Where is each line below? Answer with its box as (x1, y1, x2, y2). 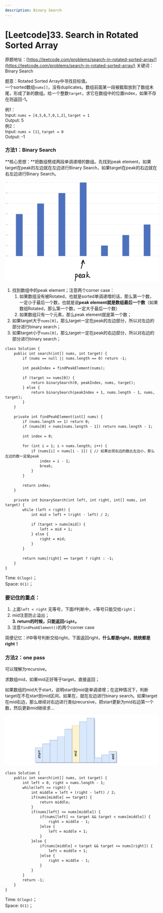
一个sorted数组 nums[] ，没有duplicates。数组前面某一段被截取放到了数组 (5, 84, 149, 90)
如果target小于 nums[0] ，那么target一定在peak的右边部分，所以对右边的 (12, 330, 155, 336)
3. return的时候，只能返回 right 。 (12, 618, 79, 624)
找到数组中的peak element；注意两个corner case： (12, 287, 115, 293)
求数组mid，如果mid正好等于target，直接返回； (5, 677, 100, 682)
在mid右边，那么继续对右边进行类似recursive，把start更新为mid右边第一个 (5, 699, 154, 705)
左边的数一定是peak (5, 454, 39, 459)
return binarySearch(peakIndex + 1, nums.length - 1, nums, (31, 390, 155, 395)
